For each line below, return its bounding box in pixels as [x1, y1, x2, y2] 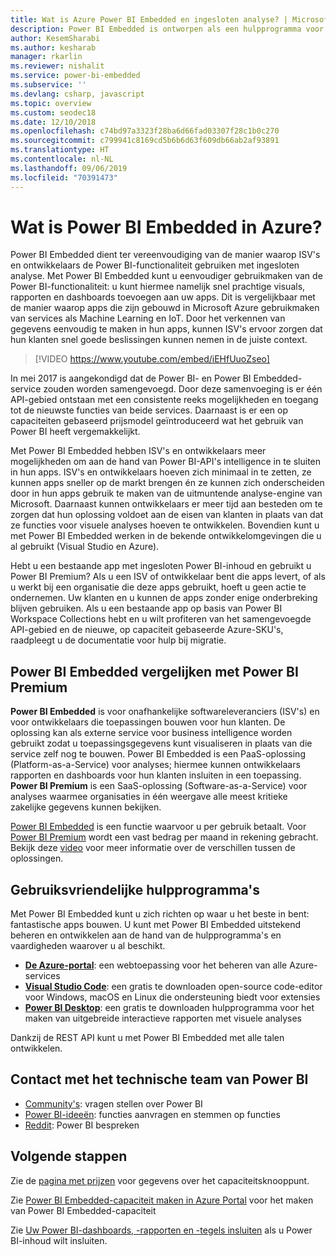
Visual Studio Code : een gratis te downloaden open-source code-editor [24, 981, 323, 993]
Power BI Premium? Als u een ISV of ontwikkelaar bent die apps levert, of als [10, 571, 326, 583]
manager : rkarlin [10, 52, 83, 62]
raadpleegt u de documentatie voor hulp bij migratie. [10, 634, 227, 646]
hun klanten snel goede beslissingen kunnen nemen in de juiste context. [10, 334, 308, 346]
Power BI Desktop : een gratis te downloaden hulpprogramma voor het [24, 1002, 315, 1014]
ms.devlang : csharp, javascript [10, 89, 145, 99]
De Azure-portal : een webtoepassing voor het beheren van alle [24, 959, 288, 971]
